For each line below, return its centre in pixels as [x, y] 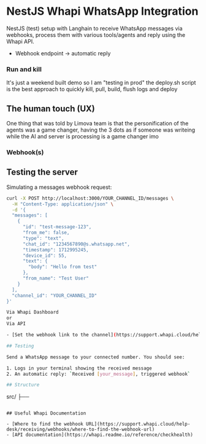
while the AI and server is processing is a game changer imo [83, 137]
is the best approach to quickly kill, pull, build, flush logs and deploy [92, 89]
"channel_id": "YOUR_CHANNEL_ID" [55, 295]
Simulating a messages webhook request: [59, 187]
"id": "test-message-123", [57, 227]
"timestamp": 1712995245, [55, 250]
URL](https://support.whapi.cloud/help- [138, 424]
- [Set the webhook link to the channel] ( [61, 335]
